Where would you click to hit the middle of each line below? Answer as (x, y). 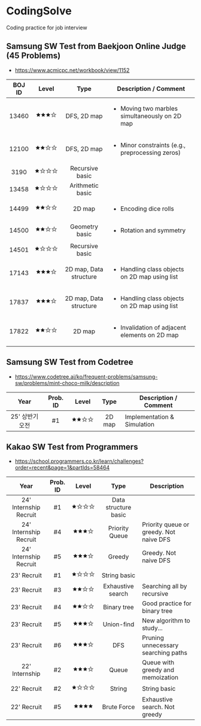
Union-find (118, 624)
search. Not (158, 707)
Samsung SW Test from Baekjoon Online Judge (96, 46)
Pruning (153, 638)
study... (153, 628)
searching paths (165, 653)
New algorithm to (166, 621)
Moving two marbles (149, 108)
